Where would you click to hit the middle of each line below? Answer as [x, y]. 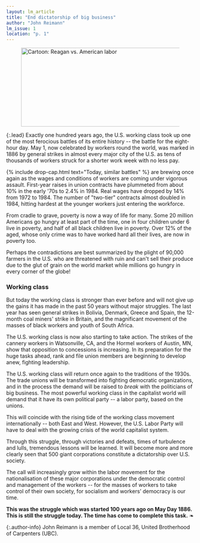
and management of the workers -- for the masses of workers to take [92, 485]
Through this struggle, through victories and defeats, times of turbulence [96, 442]
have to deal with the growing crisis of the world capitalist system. [87, 430]
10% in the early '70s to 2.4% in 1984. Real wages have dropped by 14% [95, 191]
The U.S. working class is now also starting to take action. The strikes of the [99, 337]
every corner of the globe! [39, 271]
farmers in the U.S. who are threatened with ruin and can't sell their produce [100, 259]
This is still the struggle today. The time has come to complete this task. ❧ [100, 515]
